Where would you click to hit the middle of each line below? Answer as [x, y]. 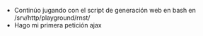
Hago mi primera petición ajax [58, 25]
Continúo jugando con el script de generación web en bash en [105, 10]
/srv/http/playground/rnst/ [52, 18]
